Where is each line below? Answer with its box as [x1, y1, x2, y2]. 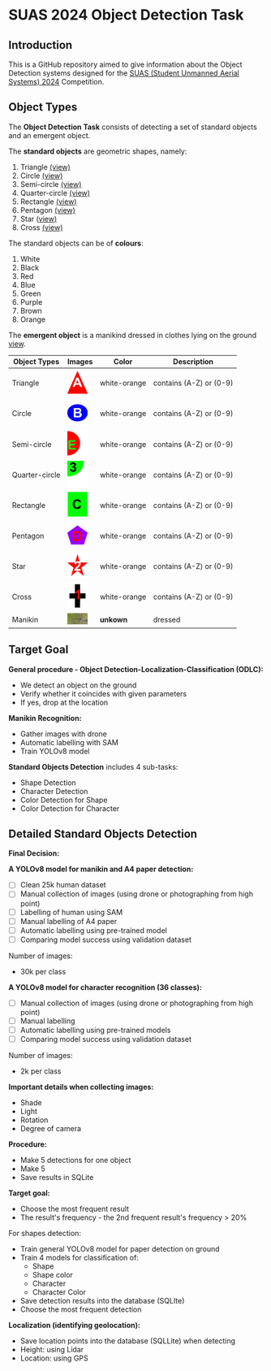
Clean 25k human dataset [19, 880, 107, 890]
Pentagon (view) [19, 205, 75, 215]
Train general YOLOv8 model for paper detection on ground [19, 1244, 221, 1254]
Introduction [8, 38, 73, 52]
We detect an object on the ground [19, 680, 137, 690]
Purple [19, 297, 43, 306]
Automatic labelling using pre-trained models [19, 1025, 171, 1035]
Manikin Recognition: [8, 713, 83, 722]
